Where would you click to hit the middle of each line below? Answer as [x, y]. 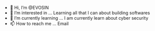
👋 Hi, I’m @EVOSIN [29, 8]
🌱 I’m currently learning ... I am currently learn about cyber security [79, 18]
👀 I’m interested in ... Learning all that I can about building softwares [80, 13]
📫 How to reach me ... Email [39, 24]
